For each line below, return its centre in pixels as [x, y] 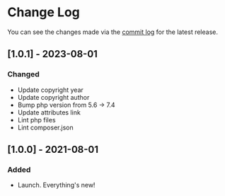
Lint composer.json [45, 127]
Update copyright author [53, 97]
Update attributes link [49, 112]
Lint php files [36, 120]
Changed [24, 74]
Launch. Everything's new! [56, 185]
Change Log [44, 12]
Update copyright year [50, 90]
